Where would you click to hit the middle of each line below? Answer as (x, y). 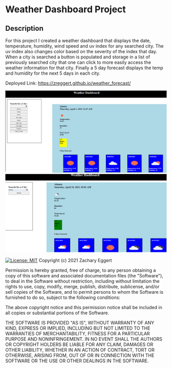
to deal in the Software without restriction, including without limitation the (82, 281)
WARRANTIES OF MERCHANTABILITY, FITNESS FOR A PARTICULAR (78, 334)
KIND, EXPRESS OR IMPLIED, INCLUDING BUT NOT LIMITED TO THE (78, 328)
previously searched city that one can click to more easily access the (78, 62)
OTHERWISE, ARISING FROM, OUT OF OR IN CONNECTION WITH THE (80, 355)
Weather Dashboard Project (66, 9)
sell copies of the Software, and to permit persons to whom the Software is (84, 292)
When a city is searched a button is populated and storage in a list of (78, 57)
